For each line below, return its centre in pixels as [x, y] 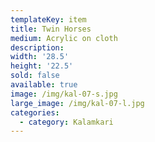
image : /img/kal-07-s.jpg [64, 94]
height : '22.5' [42, 66]
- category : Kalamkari [66, 122]
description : [37, 47]
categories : [35, 112]
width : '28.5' [40, 57]
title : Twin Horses [51, 29]
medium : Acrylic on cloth [64, 38]
